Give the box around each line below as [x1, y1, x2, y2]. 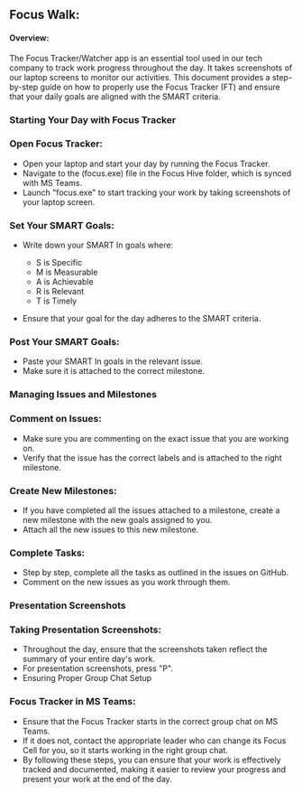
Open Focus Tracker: [9, 137, 104, 150]
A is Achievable [35, 276, 94, 287]
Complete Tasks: [9, 546, 86, 559]
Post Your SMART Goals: [9, 336, 120, 349]
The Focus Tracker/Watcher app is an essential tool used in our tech [9, 52, 263, 63]
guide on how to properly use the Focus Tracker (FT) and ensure [40, 81, 281, 92]
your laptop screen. [22, 196, 96, 207]
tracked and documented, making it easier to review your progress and [22, 763, 287, 775]
